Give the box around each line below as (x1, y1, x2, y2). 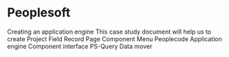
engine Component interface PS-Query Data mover (7, 42, 153, 50)
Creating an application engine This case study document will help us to (7, 27, 212, 36)
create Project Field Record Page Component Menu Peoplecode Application (7, 34, 222, 43)
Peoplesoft (7, 5, 71, 21)
